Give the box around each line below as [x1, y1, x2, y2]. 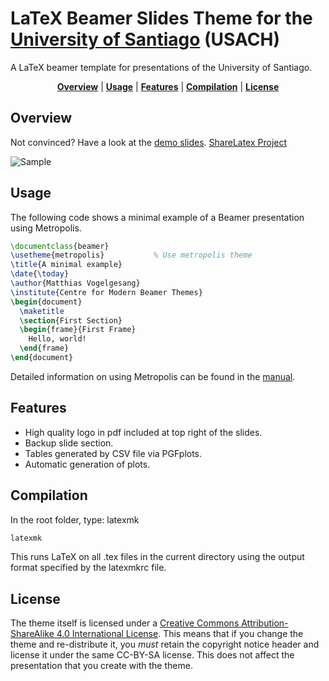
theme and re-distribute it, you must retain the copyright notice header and [10, 638, 320, 651]
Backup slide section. [24, 437, 114, 449]
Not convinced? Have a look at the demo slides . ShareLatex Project [10, 136, 288, 148]
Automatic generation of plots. [24, 458, 151, 470]
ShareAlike [10, 628, 55, 640]
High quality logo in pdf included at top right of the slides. [24, 426, 263, 438]
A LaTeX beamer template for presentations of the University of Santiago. [10, 61, 313, 73]
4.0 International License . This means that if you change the [56, 628, 304, 640]
